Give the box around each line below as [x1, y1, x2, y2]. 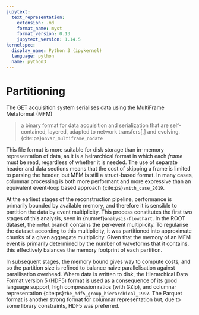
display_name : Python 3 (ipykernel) [11, 48, 102, 54]
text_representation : [11, 14, 65, 20]
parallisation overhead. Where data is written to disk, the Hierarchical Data [6, 271, 188, 278]
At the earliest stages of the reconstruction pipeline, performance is [6, 196, 172, 203]
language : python [11, 53, 55, 59]
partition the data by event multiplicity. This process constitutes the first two [6, 208, 192, 215]
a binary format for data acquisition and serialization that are [20, 122, 169, 129]
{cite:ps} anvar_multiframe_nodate [20, 135, 103, 142]
